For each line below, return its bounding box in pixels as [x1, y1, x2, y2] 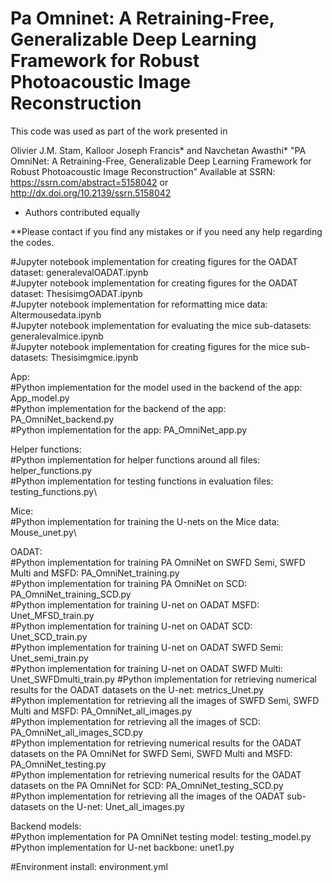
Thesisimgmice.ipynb [50, 351, 139, 363]
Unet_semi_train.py [10, 652, 89, 664]
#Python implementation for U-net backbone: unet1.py [10, 841, 235, 853]
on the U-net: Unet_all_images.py [48, 800, 185, 812]
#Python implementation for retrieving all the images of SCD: [10, 715, 261, 727]
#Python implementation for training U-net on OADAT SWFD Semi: [10, 641, 284, 653]
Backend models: [10, 820, 82, 832]
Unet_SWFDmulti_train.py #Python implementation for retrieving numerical [10, 673, 317, 685]
